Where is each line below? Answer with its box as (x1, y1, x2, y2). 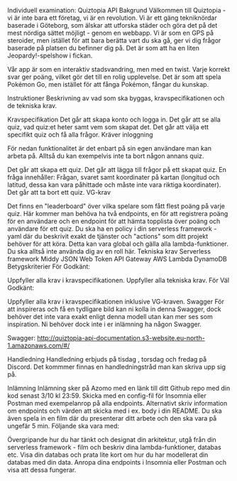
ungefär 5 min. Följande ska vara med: (7, 422, 119, 430)
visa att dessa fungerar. (7, 465, 77, 474)
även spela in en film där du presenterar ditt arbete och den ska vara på (7, 414, 217, 422)
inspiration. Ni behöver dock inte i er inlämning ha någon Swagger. (7, 320, 202, 328)
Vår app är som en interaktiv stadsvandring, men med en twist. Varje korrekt (7, 65, 231, 73)
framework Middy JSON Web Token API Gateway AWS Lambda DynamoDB (7, 255, 227, 263)
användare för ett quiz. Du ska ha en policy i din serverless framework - (7, 225, 217, 233)
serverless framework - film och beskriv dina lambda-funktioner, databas (7, 443, 221, 451)
